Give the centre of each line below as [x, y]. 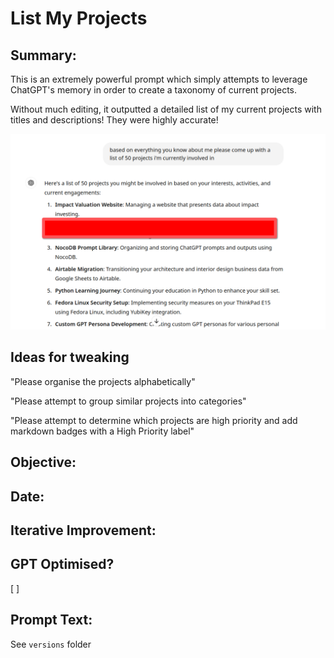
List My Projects [79, 18]
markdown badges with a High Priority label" [102, 431]
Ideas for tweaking [70, 357]
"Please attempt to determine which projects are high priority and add [154, 420]
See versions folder [51, 644]
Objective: [43, 462]
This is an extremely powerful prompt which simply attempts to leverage [159, 79]
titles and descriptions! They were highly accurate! [114, 120]
